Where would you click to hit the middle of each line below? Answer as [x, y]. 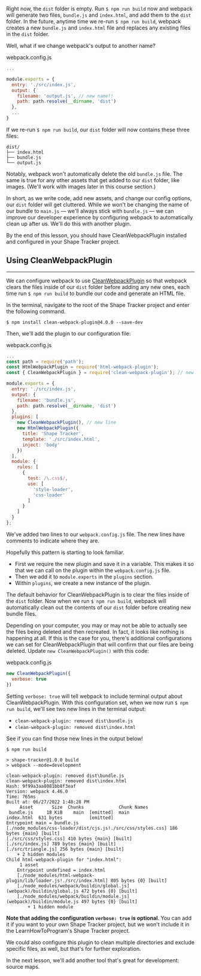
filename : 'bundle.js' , [47, 400]
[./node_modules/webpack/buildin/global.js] [73, 886]
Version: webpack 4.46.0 [37, 791]
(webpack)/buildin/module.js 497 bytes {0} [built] [72, 902]
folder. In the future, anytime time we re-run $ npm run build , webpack [94, 21]
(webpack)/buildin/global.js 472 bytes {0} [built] [72, 891]
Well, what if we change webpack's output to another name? [81, 46]
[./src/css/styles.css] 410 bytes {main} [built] [69, 839]
